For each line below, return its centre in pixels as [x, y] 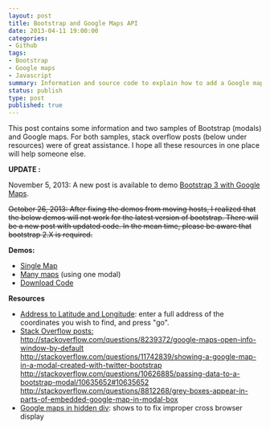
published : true [35, 105]
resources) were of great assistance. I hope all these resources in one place [134, 145]
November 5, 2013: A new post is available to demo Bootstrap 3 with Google [134, 185]
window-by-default [52, 348]
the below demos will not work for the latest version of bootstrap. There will [133, 218]
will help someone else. [47, 154]
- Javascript [30, 76]
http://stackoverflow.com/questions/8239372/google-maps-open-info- [138, 340]
